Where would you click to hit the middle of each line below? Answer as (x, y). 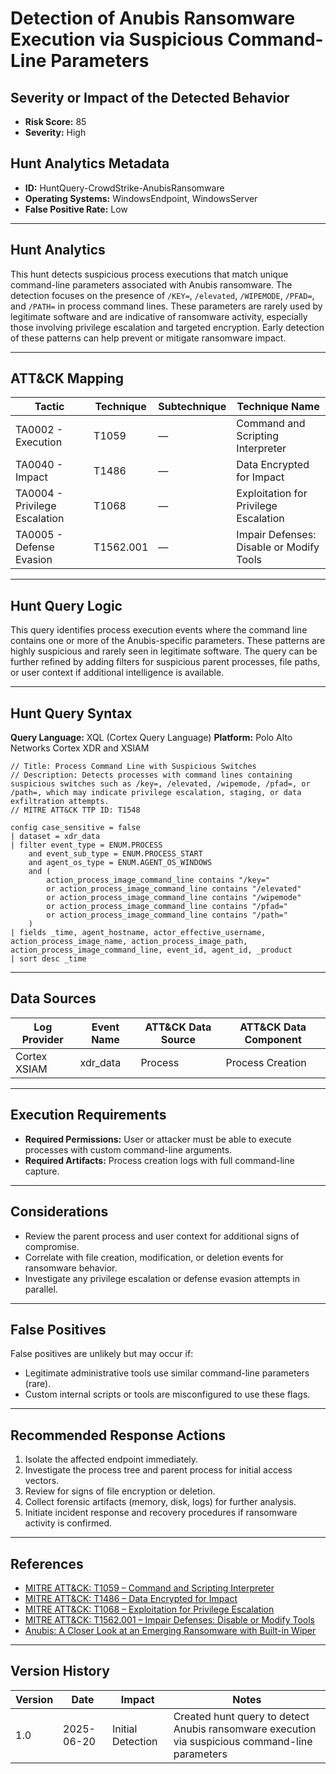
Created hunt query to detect (241, 1716)
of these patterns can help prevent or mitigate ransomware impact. (148, 338)
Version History (60, 1671)
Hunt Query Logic (66, 605)
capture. (42, 1171)
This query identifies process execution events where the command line (159, 630)
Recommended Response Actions (118, 1435)
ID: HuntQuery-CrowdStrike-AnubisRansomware (124, 188)
